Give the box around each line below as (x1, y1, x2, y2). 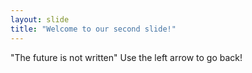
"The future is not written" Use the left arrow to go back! (10, 51, 243, 63)
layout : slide (10, 14, 70, 25)
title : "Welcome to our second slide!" (10, 24, 177, 34)
